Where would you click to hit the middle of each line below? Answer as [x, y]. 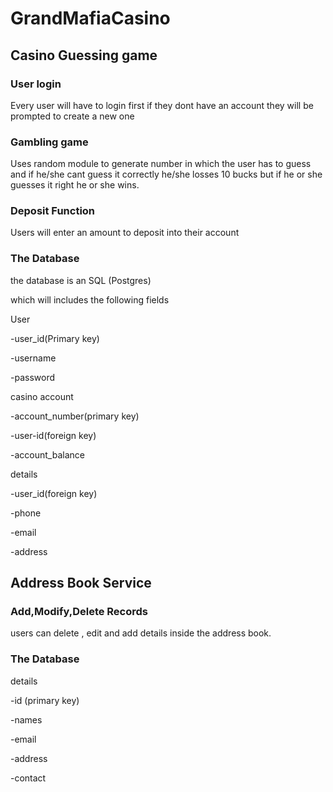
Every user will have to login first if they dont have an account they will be [162, 105]
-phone [26, 513]
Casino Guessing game [84, 55]
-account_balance [47, 454]
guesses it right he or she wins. [75, 185]
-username [33, 358]
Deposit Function [53, 211]
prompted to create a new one [72, 116]
